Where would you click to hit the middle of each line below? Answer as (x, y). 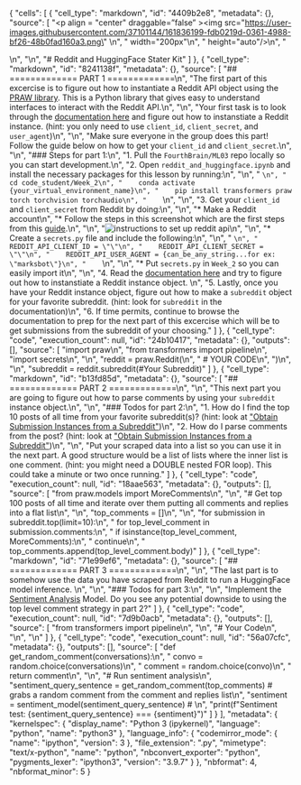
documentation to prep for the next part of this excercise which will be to (145, 321)
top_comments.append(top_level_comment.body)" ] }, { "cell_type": (135, 551)
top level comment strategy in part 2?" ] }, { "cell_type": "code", (127, 609)
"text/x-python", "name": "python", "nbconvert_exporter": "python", (135, 752)
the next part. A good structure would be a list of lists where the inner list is (149, 455)
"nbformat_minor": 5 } (50, 771)
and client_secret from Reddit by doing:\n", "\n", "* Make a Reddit (133, 209)
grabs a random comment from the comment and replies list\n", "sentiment (149, 695)
